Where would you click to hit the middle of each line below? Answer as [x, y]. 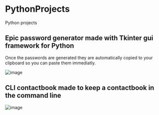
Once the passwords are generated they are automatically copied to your [79, 57]
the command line [33, 96]
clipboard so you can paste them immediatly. [50, 63]
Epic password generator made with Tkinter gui [79, 38]
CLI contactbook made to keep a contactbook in [80, 88]
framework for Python [40, 46]
